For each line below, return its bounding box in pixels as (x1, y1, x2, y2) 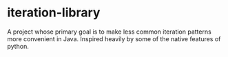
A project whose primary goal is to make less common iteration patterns (7, 27, 211, 36)
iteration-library (7, 5, 101, 21)
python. (7, 42, 29, 50)
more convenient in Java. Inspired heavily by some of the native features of (7, 34, 221, 43)
